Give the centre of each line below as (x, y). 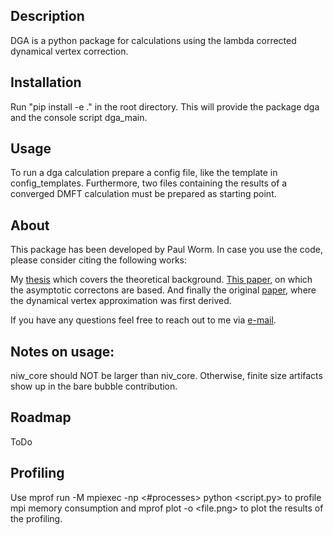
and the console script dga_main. (79, 117)
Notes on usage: (62, 351)
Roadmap (41, 417)
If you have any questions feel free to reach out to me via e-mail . (143, 320)
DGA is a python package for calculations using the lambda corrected (153, 40)
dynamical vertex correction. (69, 51)
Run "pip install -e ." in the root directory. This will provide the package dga (165, 106)
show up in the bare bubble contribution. (94, 386)
